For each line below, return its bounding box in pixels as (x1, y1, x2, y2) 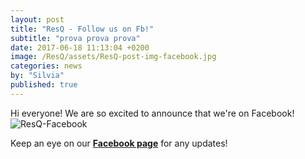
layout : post (10, 14, 65, 25)
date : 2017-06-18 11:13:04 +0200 (10, 42, 150, 53)
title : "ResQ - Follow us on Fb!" (10, 24, 155, 34)
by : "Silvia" (10, 71, 65, 81)
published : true (10, 80, 78, 90)
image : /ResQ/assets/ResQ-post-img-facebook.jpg (10, 52, 217, 62)
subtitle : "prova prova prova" (10, 33, 141, 43)
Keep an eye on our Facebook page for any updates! (10, 137, 228, 149)
